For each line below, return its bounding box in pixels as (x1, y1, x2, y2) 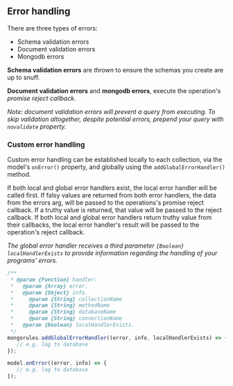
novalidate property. (7, 122, 67, 131)
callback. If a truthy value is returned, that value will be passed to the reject (7, 206, 222, 214)
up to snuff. (7, 73, 40, 81)
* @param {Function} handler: (10, 276, 98, 283)
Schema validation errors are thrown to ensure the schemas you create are (7, 65, 224, 74)
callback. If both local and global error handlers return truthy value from (7, 214, 212, 222)
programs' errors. (7, 257, 58, 265)
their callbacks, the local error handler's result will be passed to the (7, 220, 200, 229)
